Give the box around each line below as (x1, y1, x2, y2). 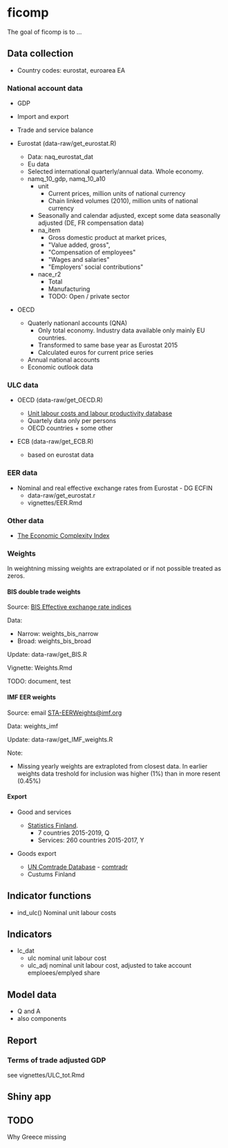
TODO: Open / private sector (48, 292, 130, 301)
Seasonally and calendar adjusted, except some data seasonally (37, 211, 221, 220)
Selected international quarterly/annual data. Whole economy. (27, 167, 204, 176)
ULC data (7, 380, 39, 390)
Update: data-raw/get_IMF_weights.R (7, 735, 113, 744)
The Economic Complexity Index (17, 531, 110, 540)
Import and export (17, 113, 69, 121)
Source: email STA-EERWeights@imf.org (7, 708, 122, 717)
